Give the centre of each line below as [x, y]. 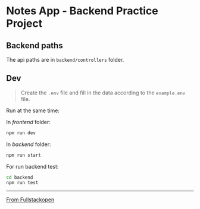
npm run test [22, 183]
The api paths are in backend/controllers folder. [65, 60]
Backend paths [35, 45]
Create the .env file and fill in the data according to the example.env [103, 93]
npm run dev [21, 133]
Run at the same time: [33, 110]
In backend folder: [29, 144]
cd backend [20, 177]
